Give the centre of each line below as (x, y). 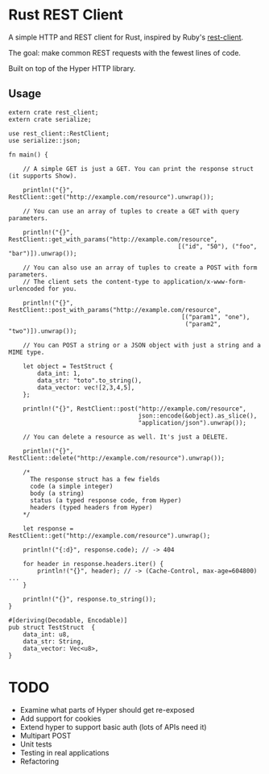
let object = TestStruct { (68, 366)
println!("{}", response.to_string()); (90, 599)
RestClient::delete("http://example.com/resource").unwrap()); (117, 458)
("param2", (203, 324)
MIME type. (27, 352)
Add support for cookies (60, 718)
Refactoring (39, 761)
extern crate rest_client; (54, 112)
